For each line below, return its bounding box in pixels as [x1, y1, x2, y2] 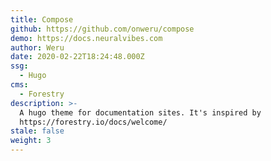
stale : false [10, 126, 65, 136]
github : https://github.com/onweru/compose [10, 24, 195, 34]
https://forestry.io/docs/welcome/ [19, 117, 168, 127]
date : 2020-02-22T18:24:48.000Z [10, 52, 145, 62]
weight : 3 [10, 136, 52, 146]
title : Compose [10, 14, 74, 25]
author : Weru [10, 42, 65, 53]
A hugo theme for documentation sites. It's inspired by [19, 107, 262, 118]
